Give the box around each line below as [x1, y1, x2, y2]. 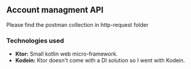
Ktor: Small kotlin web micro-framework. [15, 50, 118, 57]
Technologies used [6, 36, 64, 45]
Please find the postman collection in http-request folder [6, 21, 149, 28]
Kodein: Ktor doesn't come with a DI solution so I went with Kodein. [15, 57, 186, 64]
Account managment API [6, 5, 104, 15]
